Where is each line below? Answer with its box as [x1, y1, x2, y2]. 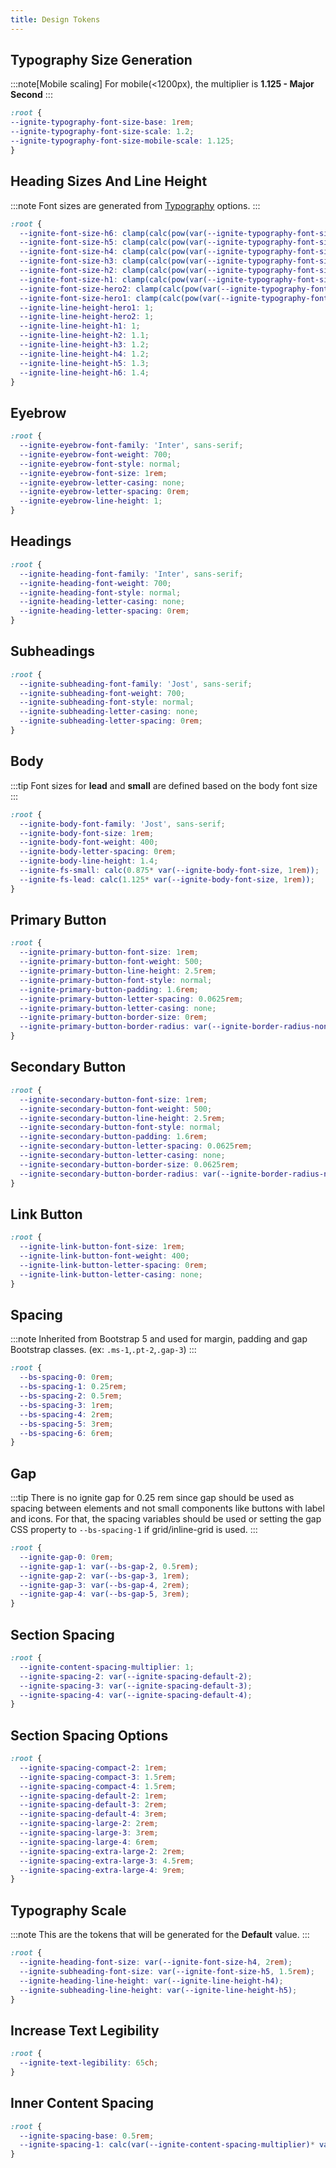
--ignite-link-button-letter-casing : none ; [19, 1269, 203, 1280]
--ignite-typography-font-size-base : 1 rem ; [10, 117, 195, 128]
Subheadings [10, 643, 96, 660]
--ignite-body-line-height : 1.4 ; [19, 856, 159, 866]
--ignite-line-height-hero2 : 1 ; [19, 312, 155, 322]
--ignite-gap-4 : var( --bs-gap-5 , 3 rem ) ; [19, 1589, 190, 1600]
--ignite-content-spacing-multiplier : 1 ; [19, 1662, 195, 1672]
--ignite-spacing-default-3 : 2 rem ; [19, 1800, 168, 1810]
